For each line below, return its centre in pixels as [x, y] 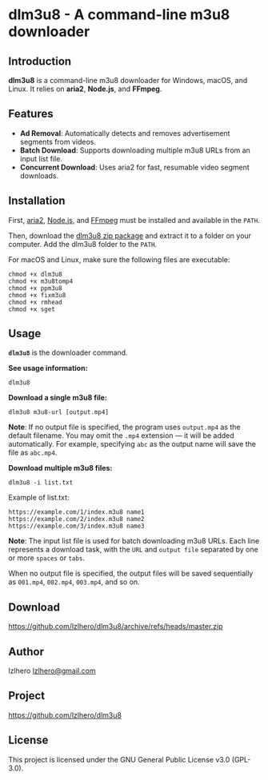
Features [31, 114]
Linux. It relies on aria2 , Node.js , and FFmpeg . [85, 89]
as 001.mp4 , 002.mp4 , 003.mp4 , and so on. [74, 582]
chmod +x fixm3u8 [37, 295]
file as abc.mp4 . [33, 452]
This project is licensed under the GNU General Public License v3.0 [119, 759]
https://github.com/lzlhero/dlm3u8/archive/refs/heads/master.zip [116, 627]
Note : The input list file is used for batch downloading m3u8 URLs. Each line [134, 541]
